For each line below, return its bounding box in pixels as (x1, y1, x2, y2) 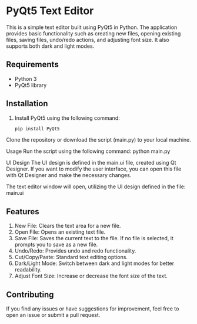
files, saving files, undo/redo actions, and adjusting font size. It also (6, 36, 169, 43)
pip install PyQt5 (14, 126, 60, 132)
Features (6, 207, 39, 217)
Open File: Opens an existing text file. (14, 228, 106, 235)
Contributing (6, 289, 54, 299)
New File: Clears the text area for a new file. (14, 222, 121, 230)
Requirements (6, 60, 59, 70)
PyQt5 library (14, 81, 47, 89)
